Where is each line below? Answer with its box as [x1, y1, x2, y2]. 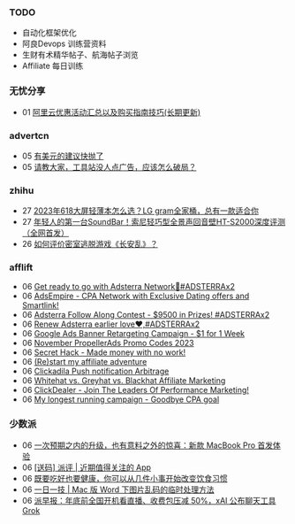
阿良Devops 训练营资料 [21, 38, 107, 50]
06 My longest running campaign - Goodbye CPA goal [21, 394, 220, 405]
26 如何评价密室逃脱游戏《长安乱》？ [21, 239, 158, 250]
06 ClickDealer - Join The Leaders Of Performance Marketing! [21, 385, 250, 396]
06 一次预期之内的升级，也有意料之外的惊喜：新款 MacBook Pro [21, 440, 256, 451]
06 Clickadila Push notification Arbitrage [21, 366, 170, 377]
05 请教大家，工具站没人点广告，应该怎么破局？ [21, 161, 197, 172]
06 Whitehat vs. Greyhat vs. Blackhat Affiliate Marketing [21, 375, 226, 386]
